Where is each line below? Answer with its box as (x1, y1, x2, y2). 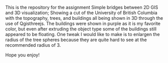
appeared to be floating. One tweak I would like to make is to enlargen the (5, 31, 160, 37)
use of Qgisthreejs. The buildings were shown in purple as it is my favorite (5, 20, 161, 26)
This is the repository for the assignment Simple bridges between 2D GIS (5, 5, 158, 10)
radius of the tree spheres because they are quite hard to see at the (5, 37, 147, 43)
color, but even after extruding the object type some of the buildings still (5, 26, 157, 32)
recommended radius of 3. (5, 42, 61, 48)
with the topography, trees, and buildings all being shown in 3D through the (5, 15, 163, 21)
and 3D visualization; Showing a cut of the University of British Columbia (5, 10, 158, 16)
